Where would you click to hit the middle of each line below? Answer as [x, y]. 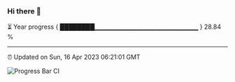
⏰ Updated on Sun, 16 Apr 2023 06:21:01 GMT [74, 57]
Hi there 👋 [24, 11]
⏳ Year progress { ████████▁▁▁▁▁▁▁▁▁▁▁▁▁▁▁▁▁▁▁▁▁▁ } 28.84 [114, 27]
